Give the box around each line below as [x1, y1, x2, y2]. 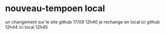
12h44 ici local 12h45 [5, 24, 48, 30]
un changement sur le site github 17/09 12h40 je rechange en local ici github [5, 19, 160, 25]
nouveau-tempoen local [5, 3, 105, 14]
